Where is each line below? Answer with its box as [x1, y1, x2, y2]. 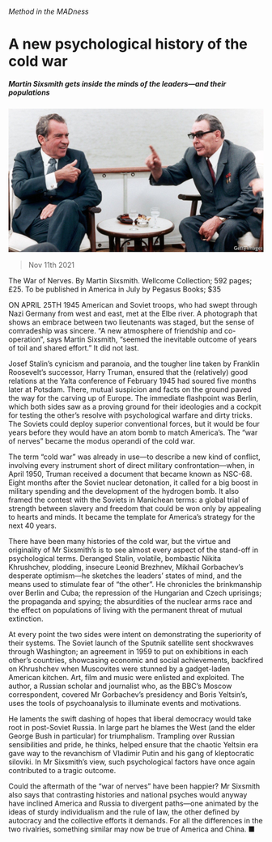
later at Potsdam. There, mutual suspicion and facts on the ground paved [8, 385, 253, 394]
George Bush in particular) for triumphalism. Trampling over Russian [8, 731, 236, 741]
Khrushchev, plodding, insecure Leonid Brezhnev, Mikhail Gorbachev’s [8, 563, 244, 572]
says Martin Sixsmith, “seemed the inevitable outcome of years [46, 334, 257, 344]
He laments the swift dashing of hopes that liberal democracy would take [8, 714, 253, 724]
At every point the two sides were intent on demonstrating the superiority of [8, 630, 261, 640]
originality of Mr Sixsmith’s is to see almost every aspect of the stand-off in [8, 545, 259, 555]
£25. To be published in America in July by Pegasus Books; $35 [8, 284, 221, 295]
